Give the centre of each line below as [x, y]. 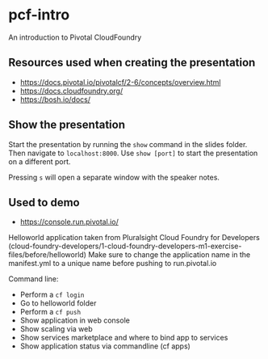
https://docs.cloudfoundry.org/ [71, 91]
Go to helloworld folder [58, 303]
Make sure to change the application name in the [170, 255]
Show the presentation [67, 125]
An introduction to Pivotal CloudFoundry [75, 37]
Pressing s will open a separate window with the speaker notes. [114, 177]
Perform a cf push [50, 312]
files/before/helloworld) [48, 255]
